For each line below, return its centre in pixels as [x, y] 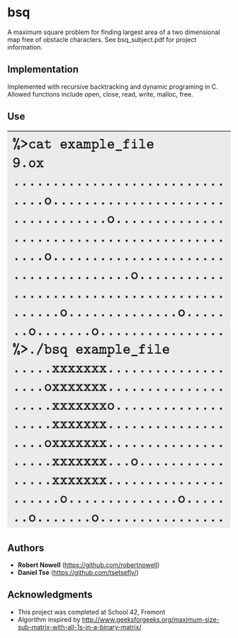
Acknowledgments [50, 595]
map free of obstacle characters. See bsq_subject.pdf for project [102, 39]
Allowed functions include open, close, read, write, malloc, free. [100, 94]
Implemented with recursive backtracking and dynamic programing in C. [113, 87]
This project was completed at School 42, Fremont [91, 612]
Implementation [43, 69]
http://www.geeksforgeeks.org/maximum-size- [151, 620]
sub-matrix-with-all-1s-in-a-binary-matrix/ [79, 627]
